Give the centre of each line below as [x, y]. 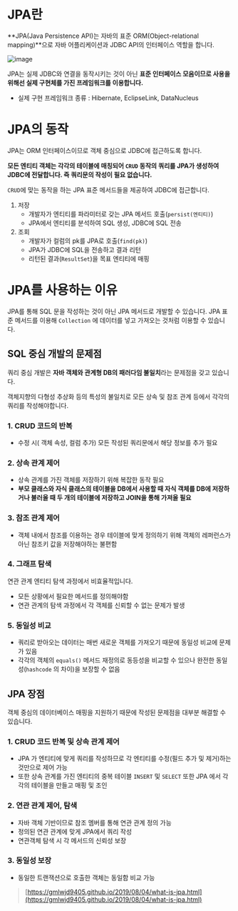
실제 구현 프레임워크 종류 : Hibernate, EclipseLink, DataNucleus [108, 98]
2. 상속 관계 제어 [34, 463]
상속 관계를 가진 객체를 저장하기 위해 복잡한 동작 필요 [91, 480]
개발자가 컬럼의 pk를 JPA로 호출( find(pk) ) [88, 241]
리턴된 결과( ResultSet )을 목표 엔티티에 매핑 [89, 259]
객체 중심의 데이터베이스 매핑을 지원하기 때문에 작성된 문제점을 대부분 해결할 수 [117, 712]
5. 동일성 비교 [29, 625]
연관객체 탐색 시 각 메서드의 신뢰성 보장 [72, 840]
